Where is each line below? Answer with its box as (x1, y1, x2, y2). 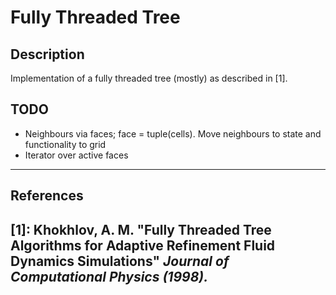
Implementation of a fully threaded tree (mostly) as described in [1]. (10, 72, 288, 84)
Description (10, 46, 85, 63)
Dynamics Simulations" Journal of (10, 252, 230, 270)
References (10, 187, 84, 205)
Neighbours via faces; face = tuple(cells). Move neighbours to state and (24, 127, 322, 140)
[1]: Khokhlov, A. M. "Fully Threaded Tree (10, 221, 272, 238)
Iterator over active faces (24, 149, 129, 161)
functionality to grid (24, 138, 107, 150)
